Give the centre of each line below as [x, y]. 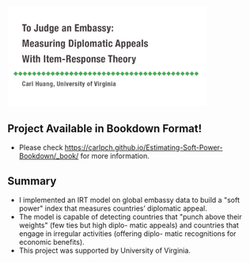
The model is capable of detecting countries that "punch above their [130, 217]
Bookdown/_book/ [49, 156]
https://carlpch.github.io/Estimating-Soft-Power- [144, 147]
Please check [41, 147]
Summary [32, 181]
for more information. [115, 156]
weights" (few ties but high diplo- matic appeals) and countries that [129, 225]
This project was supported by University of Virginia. [105, 250]
